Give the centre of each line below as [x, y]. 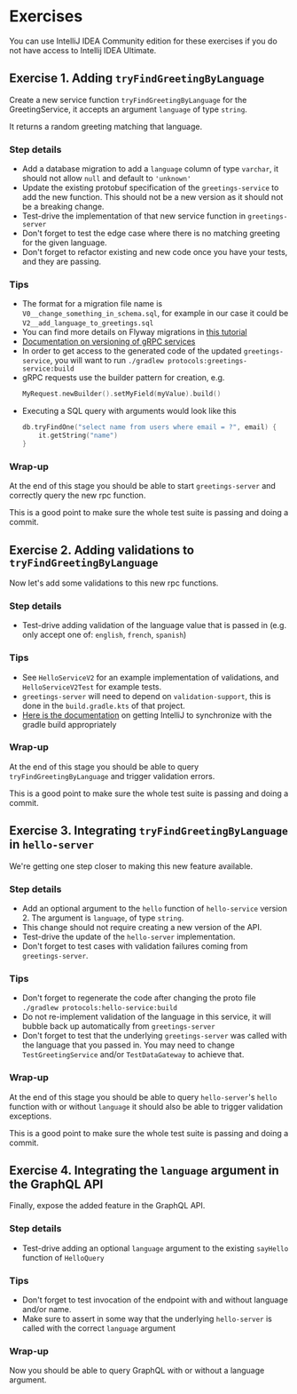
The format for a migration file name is [92, 304]
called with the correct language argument [98, 1328]
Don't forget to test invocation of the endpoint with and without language [155, 1300]
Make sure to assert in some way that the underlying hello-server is [147, 1318]
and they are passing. [62, 262]
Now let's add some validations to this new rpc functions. [114, 583]
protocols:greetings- [207, 362]
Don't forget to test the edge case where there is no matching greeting [151, 234]
